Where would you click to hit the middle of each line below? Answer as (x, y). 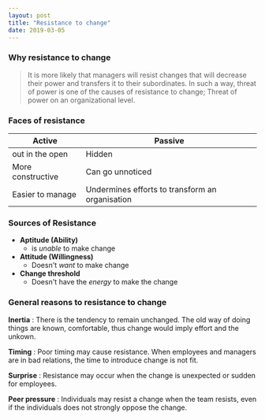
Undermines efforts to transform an (151, 189)
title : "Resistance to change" (60, 23)
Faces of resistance (47, 121)
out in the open (40, 154)
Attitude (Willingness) (56, 257)
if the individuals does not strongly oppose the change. (98, 407)
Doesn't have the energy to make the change (105, 282)
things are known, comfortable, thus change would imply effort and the (123, 328)
